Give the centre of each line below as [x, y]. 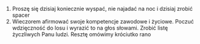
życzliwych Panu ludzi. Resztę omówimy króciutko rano [81, 34]
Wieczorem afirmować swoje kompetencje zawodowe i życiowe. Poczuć [103, 21]
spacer [21, 15]
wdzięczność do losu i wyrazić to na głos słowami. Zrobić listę [90, 28]
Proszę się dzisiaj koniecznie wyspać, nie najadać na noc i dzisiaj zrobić [102, 9]
